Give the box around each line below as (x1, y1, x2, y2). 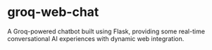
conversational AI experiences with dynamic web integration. (7, 34, 185, 42)
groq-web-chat (7, 4, 99, 20)
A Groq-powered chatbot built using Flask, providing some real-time (7, 27, 206, 35)
